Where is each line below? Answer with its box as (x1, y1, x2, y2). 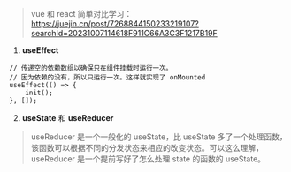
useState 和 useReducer (21, 113, 114, 123)
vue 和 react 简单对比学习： (30, 9, 133, 19)
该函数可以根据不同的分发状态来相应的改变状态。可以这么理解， (30, 143, 264, 153)
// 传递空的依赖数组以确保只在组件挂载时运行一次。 (9, 64, 172, 72)
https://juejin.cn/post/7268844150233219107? (30, 19, 199, 29)
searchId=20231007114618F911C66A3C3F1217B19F (30, 28, 218, 38)
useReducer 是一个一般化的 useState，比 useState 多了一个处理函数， (30, 131, 287, 142)
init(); (25, 88, 53, 97)
